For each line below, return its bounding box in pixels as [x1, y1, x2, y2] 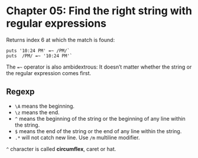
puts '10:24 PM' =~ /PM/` [6, 47, 70, 54]
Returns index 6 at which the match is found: [6, 36, 115, 43]
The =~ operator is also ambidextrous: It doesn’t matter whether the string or [6, 63, 192, 70]
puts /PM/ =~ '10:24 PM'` [6, 53, 73, 59]
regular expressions [6, 17, 107, 30]
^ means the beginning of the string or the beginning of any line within [14, 115, 186, 122]
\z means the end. [14, 108, 60, 116]
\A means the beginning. [14, 102, 75, 109]
